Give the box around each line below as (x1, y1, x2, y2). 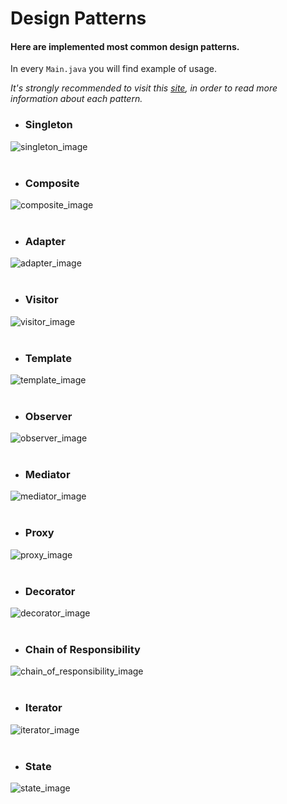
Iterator (24, 701, 63, 715)
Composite (24, 176, 80, 190)
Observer (24, 409, 73, 423)
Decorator (24, 584, 76, 598)
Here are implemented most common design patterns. (10, 40, 240, 52)
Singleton (24, 118, 73, 132)
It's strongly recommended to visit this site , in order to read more (10, 82, 278, 94)
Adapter (24, 234, 66, 248)
